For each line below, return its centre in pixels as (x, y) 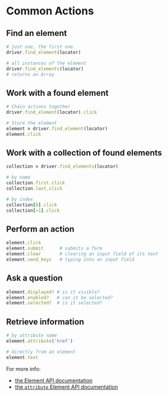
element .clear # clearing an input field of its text (83, 254)
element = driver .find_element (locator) (57, 129)
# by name (18, 178)
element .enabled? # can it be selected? (60, 297)
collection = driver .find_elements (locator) (62, 167)
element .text (22, 357)
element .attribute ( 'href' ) (40, 341)
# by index (20, 199)
